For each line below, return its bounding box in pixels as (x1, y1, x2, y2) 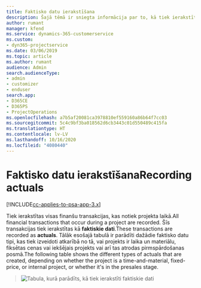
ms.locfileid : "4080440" (6, 142, 68, 148)
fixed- (170, 257, 185, 264)
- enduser (6, 87, 31, 93)
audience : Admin (6, 64, 47, 71)
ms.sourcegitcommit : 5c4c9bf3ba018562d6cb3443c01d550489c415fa (6, 120, 167, 126)
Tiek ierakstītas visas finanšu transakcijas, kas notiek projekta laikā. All (6, 212, 179, 219)
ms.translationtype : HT (6, 126, 66, 132)
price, (6, 263, 21, 270)
